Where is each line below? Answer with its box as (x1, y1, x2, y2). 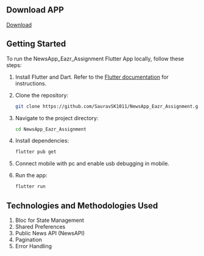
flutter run (15, 183, 46, 190)
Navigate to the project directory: (15, 114, 99, 121)
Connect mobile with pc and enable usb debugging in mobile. (15, 160, 169, 167)
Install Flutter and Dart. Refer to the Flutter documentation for (15, 73, 169, 80)
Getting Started (6, 39, 66, 49)
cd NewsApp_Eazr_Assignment (15, 126, 86, 132)
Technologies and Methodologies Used (6, 201, 158, 211)
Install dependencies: (15, 137, 69, 144)
